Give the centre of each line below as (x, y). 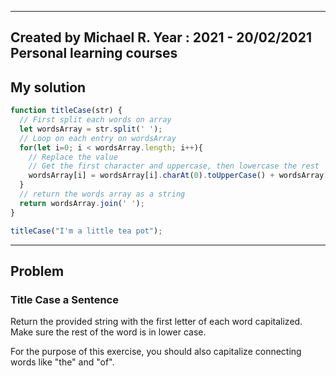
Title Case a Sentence (64, 299)
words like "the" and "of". (62, 362)
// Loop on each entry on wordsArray (98, 138)
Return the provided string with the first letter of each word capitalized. (156, 322)
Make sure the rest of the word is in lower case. (108, 332)
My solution (48, 87)
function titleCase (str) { (66, 111)
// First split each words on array (95, 120)
